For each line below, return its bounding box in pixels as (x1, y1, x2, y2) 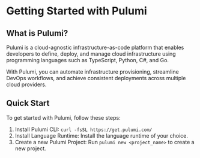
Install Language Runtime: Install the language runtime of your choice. (14, 132, 188, 139)
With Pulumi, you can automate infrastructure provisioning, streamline (6, 68, 179, 75)
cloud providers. (6, 81, 47, 88)
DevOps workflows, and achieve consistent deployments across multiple (6, 75, 186, 81)
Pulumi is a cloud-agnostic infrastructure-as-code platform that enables (6, 44, 184, 51)
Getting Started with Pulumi (6, 4, 147, 18)
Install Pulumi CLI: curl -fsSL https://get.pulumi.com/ (14, 126, 153, 133)
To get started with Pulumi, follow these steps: (6, 114, 121, 121)
